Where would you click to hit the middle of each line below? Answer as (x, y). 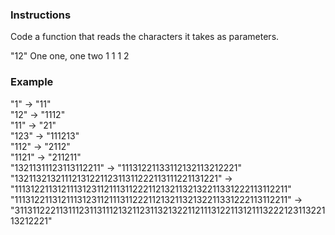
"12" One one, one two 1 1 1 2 (70, 56)
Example (32, 82)
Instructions (41, 15)
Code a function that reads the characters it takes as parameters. (145, 37)
